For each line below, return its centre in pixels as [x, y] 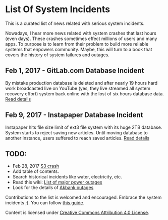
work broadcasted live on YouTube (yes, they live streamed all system [78, 88]
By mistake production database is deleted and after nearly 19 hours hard [81, 83]
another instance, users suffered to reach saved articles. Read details [77, 138]
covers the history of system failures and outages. [57, 55]
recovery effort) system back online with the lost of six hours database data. [85, 94]
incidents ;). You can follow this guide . [45, 203]
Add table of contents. [36, 171]
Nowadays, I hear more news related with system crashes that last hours [81, 33]
